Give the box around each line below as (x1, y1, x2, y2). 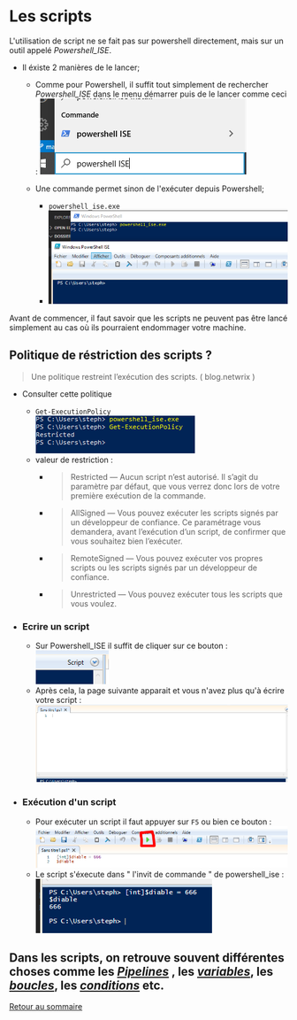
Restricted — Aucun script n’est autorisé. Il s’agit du (70, 471, 259, 482)
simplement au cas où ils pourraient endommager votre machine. (9, 321, 247, 333)
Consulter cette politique (21, 388, 112, 399)
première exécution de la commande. (70, 490, 206, 501)
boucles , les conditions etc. (9, 977, 165, 993)
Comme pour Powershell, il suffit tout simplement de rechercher (34, 79, 269, 89)
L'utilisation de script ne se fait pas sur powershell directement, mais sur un (9, 35, 285, 46)
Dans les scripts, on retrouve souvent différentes (9, 950, 285, 965)
